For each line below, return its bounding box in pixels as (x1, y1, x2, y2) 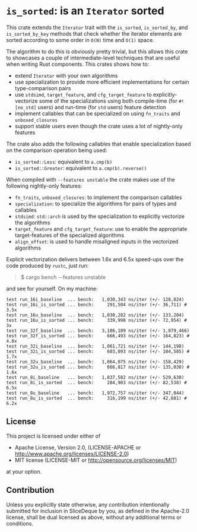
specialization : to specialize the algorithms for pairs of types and (14, 200, 177, 207)
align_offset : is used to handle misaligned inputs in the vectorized (14, 237, 179, 245)
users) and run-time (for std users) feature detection (37, 103, 167, 110)
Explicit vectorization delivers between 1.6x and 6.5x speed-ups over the (6, 255, 184, 262)
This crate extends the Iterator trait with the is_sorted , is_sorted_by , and (6, 24, 188, 31)
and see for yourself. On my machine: (6, 285, 98, 292)
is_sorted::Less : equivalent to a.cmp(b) (14, 158, 113, 165)
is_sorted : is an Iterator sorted (6, 4, 164, 18)
